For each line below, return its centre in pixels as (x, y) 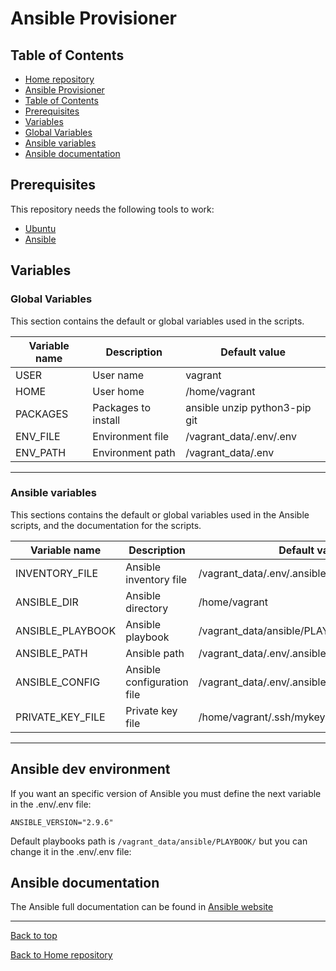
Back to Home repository (61, 955)
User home (118, 391)
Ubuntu (40, 228)
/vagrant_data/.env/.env (241, 436)
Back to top (34, 936)
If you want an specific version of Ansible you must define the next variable (166, 793)
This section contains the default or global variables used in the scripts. (157, 321)
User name (118, 375)
